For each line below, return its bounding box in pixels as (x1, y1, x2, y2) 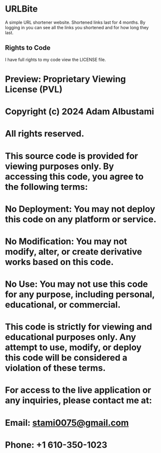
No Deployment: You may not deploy (5, 203, 155, 214)
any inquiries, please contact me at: (5, 395, 152, 406)
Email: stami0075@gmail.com (5, 417, 129, 428)
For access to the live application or (5, 385, 151, 396)
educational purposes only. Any (5, 332, 136, 343)
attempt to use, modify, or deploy (5, 342, 142, 353)
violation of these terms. (5, 362, 106, 374)
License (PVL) (5, 84, 63, 95)
